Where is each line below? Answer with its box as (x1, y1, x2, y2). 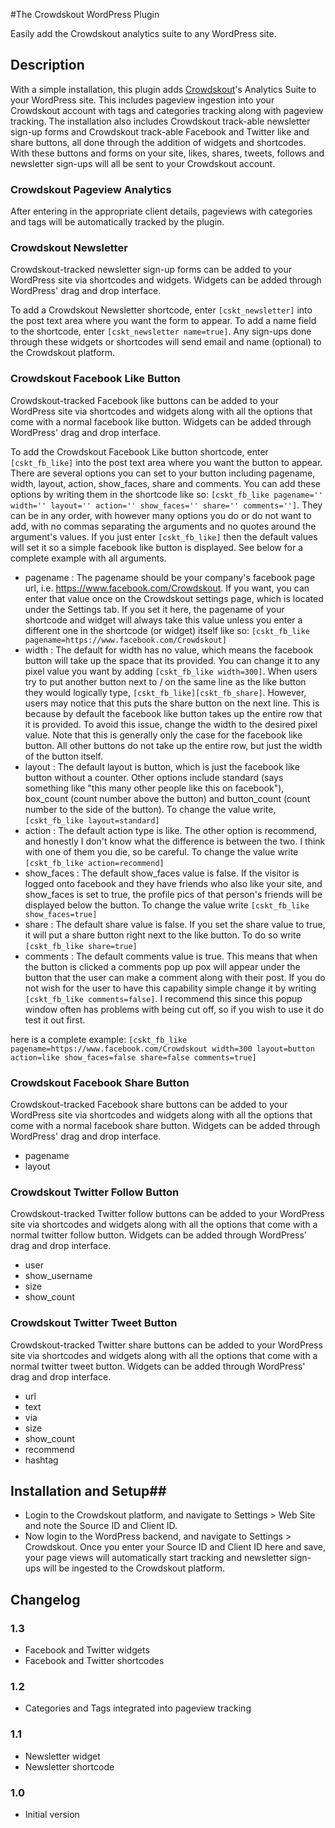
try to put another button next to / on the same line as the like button (24, 675, 307, 688)
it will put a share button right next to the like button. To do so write (24, 929, 302, 941)
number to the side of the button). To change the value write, (24, 803, 277, 815)
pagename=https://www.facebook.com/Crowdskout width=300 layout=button (10, 1044, 315, 1054)
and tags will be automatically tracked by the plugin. (10, 216, 225, 228)
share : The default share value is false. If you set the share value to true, (24, 918, 326, 930)
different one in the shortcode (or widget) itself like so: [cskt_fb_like (24, 624, 311, 636)
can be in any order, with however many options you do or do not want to (10, 509, 312, 521)
